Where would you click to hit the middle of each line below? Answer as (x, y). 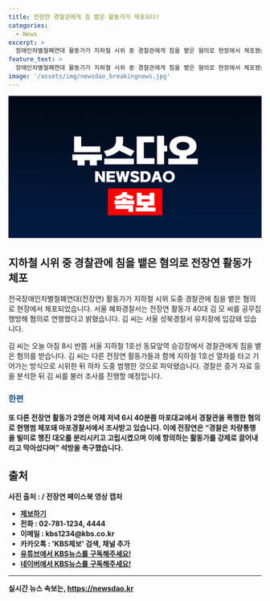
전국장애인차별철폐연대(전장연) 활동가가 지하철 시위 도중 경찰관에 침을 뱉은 (125, 299)
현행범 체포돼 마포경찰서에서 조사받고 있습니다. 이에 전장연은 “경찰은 (123, 428)
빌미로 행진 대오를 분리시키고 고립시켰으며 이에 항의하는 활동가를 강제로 (127, 438)
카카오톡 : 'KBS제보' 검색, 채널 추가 (75, 544)
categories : (28, 25)
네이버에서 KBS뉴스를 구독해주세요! (75, 564)
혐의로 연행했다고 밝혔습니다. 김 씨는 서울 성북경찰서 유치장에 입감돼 (136, 319)
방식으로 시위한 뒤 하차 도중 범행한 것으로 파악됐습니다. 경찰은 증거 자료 (141, 366)
